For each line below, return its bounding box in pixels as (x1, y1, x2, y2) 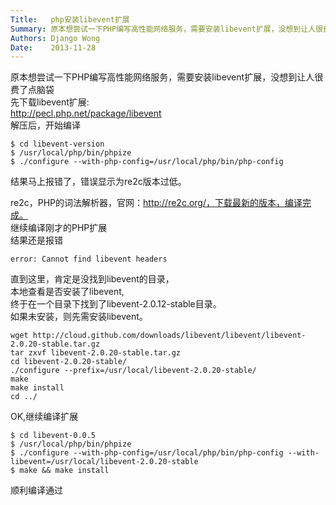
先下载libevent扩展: (10, 96, 90, 108)
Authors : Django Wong (10, 33, 101, 43)
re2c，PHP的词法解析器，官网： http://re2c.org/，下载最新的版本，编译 (10, 197, 303, 209)
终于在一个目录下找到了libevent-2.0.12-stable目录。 (10, 298, 222, 310)
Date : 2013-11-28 (10, 42, 97, 53)
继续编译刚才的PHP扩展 (10, 222, 108, 234)
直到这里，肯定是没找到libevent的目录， (10, 273, 175, 285)
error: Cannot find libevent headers (10, 254, 168, 265)
